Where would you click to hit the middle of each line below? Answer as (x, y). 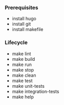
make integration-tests (36, 91)
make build (23, 59)
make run (22, 64)
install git (21, 24)
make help (23, 97)
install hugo (24, 19)
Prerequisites (21, 8)
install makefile (27, 29)
